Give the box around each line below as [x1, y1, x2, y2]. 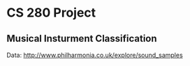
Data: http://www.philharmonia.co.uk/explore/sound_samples [6, 51, 183, 59]
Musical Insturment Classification [6, 33, 158, 44]
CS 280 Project [6, 5, 96, 21]
